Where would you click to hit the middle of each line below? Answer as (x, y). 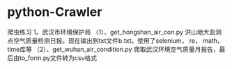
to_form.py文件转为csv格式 (58, 58)
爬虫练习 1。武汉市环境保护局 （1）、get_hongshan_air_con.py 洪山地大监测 (114, 32)
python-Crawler (55, 12)
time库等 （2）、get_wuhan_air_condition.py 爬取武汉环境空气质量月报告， (113, 49)
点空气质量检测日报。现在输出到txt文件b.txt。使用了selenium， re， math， (116, 40)
